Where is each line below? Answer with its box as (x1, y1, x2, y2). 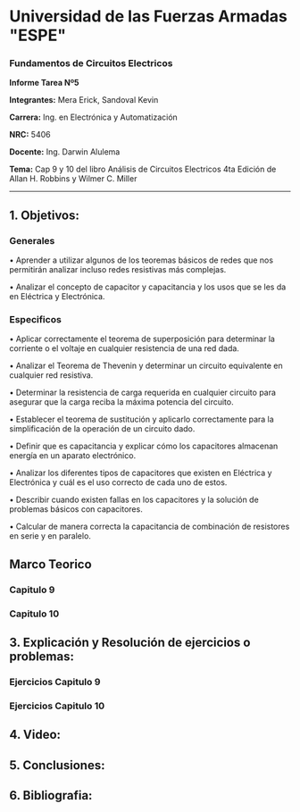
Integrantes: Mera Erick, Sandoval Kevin (9, 95, 159, 105)
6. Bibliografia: (9, 788, 93, 803)
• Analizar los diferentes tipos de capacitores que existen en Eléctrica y (9, 467, 272, 479)
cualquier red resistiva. (9, 370, 94, 381)
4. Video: (9, 727, 61, 742)
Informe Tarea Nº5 (9, 78, 79, 88)
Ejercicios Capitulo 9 (9, 676, 101, 689)
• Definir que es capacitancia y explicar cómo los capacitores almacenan (9, 440, 279, 452)
